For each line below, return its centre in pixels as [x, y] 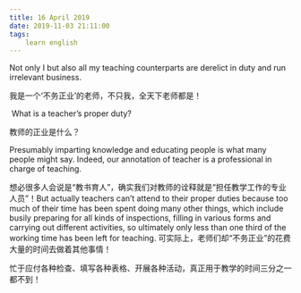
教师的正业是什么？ [45, 132]
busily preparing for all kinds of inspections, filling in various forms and [140, 218]
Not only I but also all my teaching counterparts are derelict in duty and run [148, 68]
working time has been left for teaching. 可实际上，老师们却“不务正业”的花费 [150, 239]
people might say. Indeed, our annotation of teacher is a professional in [141, 159]
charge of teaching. [46, 169]
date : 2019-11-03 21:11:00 [60, 26]
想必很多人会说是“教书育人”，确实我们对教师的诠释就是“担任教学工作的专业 [148, 188]
